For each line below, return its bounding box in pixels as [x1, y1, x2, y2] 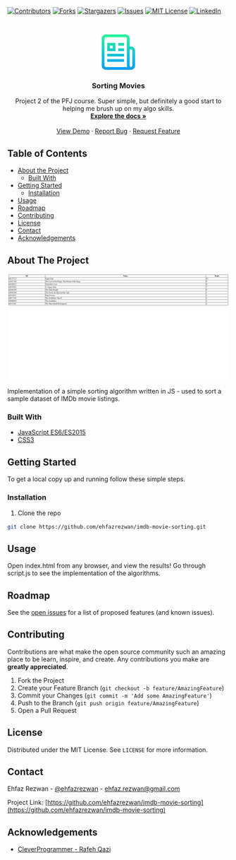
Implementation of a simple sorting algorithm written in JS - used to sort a [7, 387, 222, 396]
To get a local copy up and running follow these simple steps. [7, 475, 185, 483]
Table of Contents [7, 147, 88, 159]
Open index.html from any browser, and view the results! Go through [7, 562, 206, 570]
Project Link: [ [7, 799, 48, 807]
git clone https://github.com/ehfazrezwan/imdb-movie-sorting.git [7, 523, 206, 530]
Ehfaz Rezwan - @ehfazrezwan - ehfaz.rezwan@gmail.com [7, 784, 180, 793]
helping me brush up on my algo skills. [62, 105, 175, 113]
